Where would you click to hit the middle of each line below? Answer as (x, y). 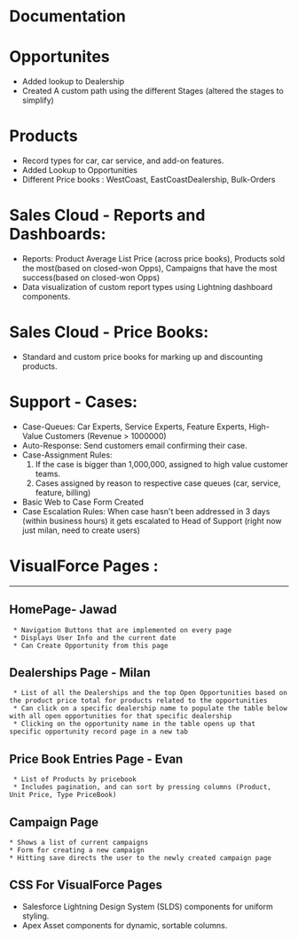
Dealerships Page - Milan (80, 673)
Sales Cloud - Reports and (107, 215)
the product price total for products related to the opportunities (138, 701)
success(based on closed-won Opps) (91, 278)
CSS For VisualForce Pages (86, 885)
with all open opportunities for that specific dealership (121, 716)
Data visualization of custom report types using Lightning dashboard (147, 287)
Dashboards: (58, 235)
